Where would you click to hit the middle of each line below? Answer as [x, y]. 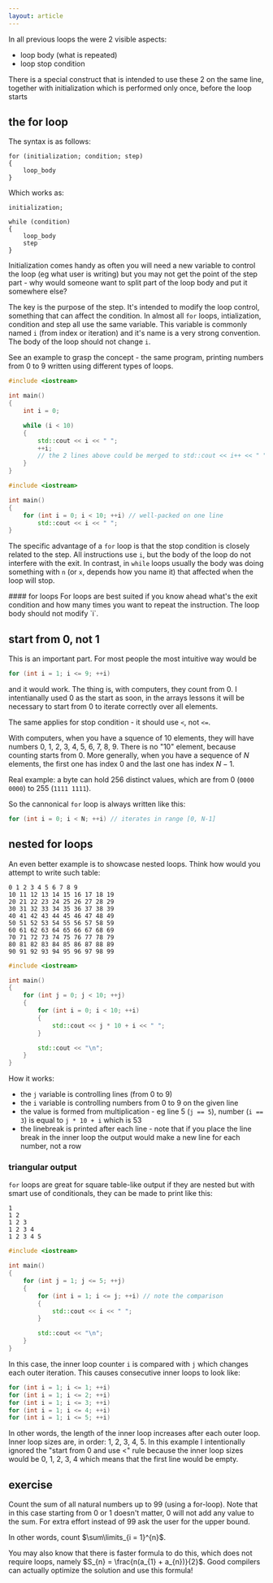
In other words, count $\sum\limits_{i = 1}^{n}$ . [87, 1537]
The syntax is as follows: [50, 141]
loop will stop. [32, 581]
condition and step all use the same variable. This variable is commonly [128, 324]
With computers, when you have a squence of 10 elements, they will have [131, 738]
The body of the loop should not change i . [80, 341]
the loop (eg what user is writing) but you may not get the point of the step [133, 274]
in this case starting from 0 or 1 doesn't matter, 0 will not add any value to [131, 1513]
